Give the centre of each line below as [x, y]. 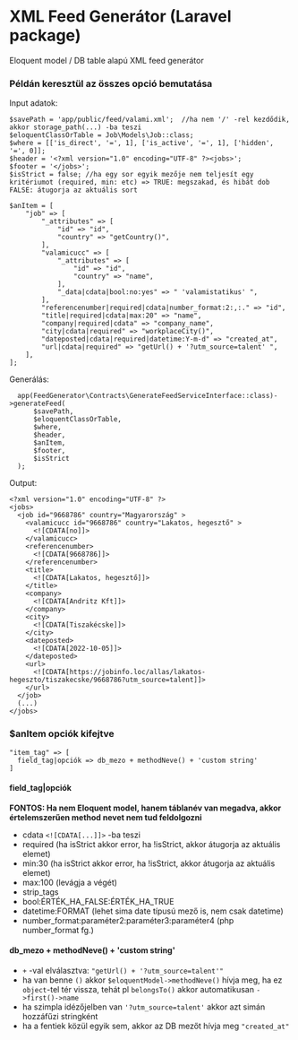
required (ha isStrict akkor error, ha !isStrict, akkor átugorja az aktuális [151, 844]
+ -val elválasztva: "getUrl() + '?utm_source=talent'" [123, 970]
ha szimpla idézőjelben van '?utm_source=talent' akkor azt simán [144, 1007]
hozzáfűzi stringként [60, 1016]
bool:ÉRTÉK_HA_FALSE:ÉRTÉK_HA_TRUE [98, 901]
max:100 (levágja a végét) [70, 882]
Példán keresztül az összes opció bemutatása [111, 83]
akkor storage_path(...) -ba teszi [76, 127]
